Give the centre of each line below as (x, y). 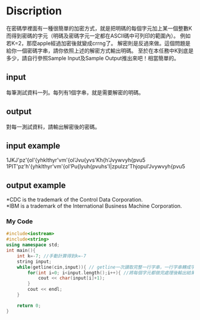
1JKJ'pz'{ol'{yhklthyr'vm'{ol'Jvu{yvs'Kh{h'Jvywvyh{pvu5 (76, 160)
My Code (20, 221)
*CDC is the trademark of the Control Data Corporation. (74, 200)
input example (33, 145)
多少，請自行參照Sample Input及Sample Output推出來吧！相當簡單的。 (93, 58)
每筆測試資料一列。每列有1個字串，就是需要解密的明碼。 (75, 92)
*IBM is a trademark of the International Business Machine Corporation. (94, 206)
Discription (34, 11)
